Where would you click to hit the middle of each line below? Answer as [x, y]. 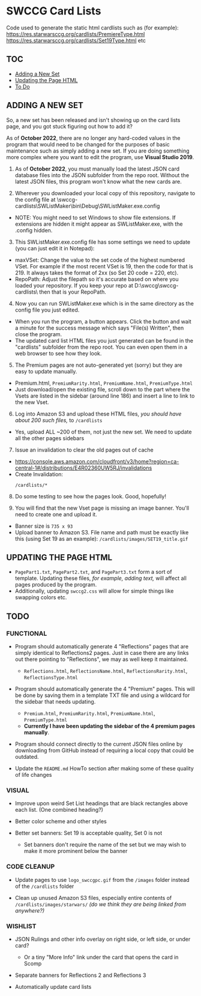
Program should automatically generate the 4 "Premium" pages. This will [105, 689]
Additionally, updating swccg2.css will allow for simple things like [94, 591]
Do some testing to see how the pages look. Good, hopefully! [91, 496]
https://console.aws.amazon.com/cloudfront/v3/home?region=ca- [97, 461]
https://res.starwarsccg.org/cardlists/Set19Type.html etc [76, 40]
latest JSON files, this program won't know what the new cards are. [98, 181]
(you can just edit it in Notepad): [55, 248]
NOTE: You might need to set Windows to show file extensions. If [95, 217]
